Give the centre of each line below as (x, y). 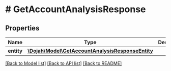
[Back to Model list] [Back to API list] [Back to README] (64, 63)
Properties (22, 28)
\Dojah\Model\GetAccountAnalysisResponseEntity (90, 51)
